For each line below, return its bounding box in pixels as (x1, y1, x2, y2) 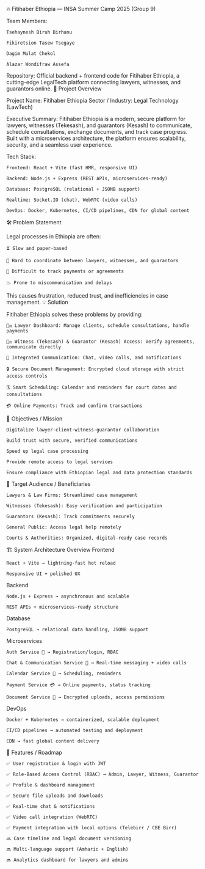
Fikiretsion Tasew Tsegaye (6, 40, 75, 46)
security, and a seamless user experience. (6, 141, 113, 148)
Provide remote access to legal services (6, 459, 113, 465)
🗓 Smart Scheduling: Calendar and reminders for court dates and (6, 384, 177, 391)
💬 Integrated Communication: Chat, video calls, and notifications (6, 354, 182, 361)
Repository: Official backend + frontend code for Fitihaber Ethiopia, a (6, 72, 180, 79)
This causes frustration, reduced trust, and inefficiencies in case (6, 292, 168, 299)
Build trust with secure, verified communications (6, 438, 138, 444)
